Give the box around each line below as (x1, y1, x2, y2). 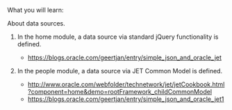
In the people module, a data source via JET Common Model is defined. (17, 67, 223, 75)
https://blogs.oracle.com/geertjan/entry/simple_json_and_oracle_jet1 (27, 95, 224, 103)
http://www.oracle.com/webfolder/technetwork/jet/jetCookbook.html (27, 80, 225, 89)
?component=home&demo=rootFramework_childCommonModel (27, 88, 213, 95)
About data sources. (7, 19, 65, 27)
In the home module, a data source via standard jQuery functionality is (17, 33, 219, 41)
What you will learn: (7, 6, 64, 14)
